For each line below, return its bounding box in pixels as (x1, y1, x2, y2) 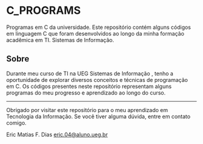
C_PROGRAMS (6, 4, 81, 17)
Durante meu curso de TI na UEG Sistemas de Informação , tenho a (6, 70, 173, 77)
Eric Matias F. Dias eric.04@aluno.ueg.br (6, 131, 108, 138)
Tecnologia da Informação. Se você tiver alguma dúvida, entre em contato (6, 113, 191, 120)
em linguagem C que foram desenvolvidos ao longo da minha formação (6, 30, 184, 37)
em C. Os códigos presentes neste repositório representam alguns (6, 83, 172, 90)
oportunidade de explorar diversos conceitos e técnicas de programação (6, 76, 188, 83)
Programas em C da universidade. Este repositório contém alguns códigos (6, 23, 192, 31)
